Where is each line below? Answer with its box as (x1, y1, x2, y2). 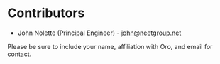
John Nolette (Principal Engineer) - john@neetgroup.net (17, 28, 182, 37)
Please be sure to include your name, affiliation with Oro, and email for (7, 42, 213, 50)
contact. (7, 50, 32, 58)
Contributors (7, 5, 85, 21)
